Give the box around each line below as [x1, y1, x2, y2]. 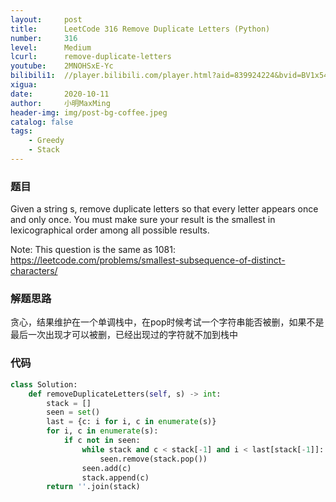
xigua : [10, 80, 38, 90]
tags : [10, 126, 33, 136]
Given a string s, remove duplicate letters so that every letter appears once [10, 203, 319, 215]
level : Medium [10, 42, 92, 53]
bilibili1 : [10, 71, 56, 81]
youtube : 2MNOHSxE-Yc [10, 61, 114, 71]
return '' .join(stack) [46, 482, 141, 492]
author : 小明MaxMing [10, 98, 111, 108]
